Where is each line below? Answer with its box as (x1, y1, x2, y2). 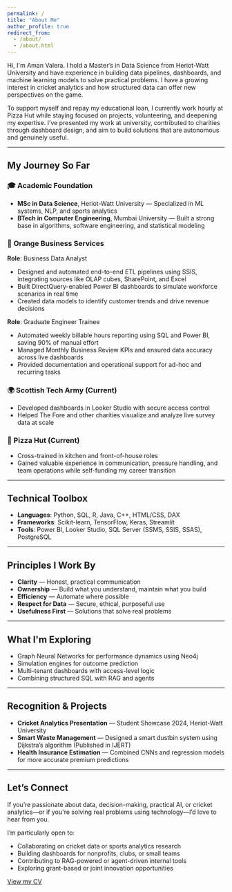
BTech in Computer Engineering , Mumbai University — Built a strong (17, 213, 215, 222)
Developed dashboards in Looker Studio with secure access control (17, 404, 211, 412)
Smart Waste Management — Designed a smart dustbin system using (17, 733, 217, 741)
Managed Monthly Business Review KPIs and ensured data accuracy (17, 345, 213, 354)
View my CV (7, 877, 43, 885)
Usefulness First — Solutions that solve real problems (17, 607, 172, 616)
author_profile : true (7, 23, 70, 30)
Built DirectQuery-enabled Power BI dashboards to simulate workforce (17, 282, 217, 290)
